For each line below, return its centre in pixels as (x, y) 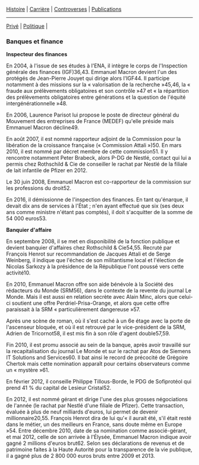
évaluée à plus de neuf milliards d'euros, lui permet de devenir (82, 412)
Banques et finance (35, 41)
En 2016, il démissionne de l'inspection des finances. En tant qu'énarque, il (97, 200)
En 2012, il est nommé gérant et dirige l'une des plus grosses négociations (97, 399)
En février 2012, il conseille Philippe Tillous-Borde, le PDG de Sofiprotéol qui (99, 382)
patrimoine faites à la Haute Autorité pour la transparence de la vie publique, (99, 450)
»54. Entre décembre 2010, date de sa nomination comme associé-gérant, (97, 431)
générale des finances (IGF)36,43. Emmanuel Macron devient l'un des (92, 72)
